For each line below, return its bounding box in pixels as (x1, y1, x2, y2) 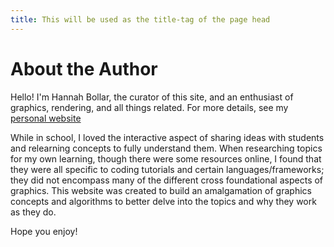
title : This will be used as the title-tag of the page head (10, 14, 271, 25)
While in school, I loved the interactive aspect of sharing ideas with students (10, 131, 325, 143)
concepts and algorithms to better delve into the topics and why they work (10, 195, 317, 207)
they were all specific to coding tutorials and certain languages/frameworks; (10, 163, 325, 175)
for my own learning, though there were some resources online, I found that (10, 152, 322, 165)
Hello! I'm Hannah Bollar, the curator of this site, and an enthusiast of (10, 91, 294, 103)
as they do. (10, 206, 57, 218)
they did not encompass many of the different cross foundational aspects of (10, 174, 324, 186)
